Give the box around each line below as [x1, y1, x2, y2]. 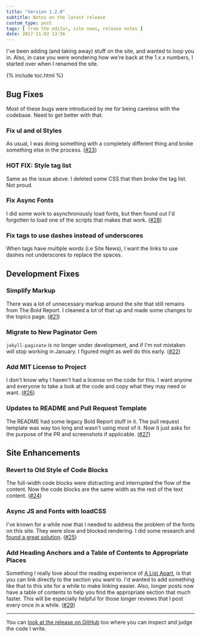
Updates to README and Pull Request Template [6, 404, 147, 412]
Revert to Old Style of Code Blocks [6, 466, 109, 474]
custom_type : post [6, 20, 52, 26]
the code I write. [6, 624, 47, 632]
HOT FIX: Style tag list [6, 161, 72, 170]
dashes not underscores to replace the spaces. [6, 251, 123, 258]
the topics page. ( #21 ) [6, 313, 60, 320]
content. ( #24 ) [6, 492, 42, 499]
